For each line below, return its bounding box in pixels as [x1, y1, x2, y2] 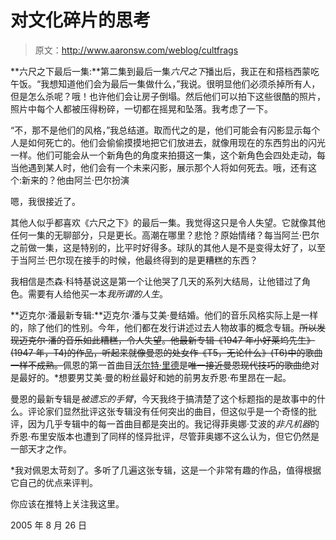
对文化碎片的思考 [10, 9, 152, 32]
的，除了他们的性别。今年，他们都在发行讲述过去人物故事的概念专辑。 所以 [10, 321, 317, 333]
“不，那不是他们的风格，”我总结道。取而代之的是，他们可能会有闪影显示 [10, 124, 303, 136]
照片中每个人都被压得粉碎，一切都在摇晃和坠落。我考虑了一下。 [10, 102, 273, 115]
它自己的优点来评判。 [10, 476, 98, 488]
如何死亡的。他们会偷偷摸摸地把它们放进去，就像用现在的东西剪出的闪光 [27, 136, 326, 148]
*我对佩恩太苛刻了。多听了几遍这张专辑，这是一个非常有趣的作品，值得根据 [10, 464, 322, 476]
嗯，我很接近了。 [10, 195, 81, 207]
